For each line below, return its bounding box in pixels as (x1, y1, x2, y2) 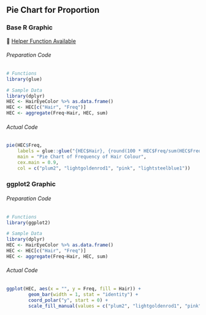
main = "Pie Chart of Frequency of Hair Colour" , (17, 154, 147, 160)
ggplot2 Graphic (6, 179, 56, 188)
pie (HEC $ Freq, (6, 142, 43, 149)
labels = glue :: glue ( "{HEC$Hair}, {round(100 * (17, 148, 141, 154)
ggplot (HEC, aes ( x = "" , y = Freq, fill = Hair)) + (6, 286, 141, 292)
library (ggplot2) (6, 219, 51, 226)
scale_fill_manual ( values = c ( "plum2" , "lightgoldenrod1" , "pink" (28, 303, 202, 309)
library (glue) (6, 76, 43, 82)
